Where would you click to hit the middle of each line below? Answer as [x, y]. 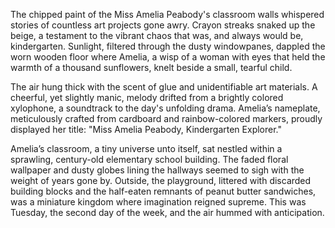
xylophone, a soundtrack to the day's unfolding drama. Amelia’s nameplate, [165, 108]
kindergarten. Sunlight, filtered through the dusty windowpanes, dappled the [168, 46]
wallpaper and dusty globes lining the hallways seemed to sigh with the [157, 170]
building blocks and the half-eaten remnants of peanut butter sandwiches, [163, 191]
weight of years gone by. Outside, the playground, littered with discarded [161, 180]
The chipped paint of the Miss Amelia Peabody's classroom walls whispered [167, 14]
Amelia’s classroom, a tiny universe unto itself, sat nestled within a [146, 148]
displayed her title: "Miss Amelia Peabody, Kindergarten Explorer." [146, 129]
